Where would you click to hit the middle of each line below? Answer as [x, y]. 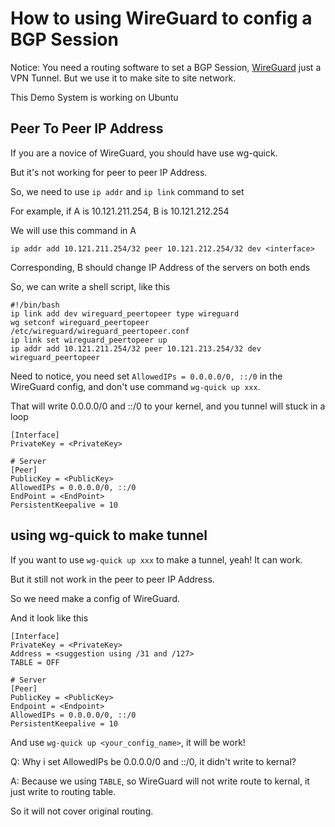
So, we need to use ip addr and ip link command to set [127, 191]
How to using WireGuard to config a [161, 18]
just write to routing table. [63, 791]
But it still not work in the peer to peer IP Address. [112, 579]
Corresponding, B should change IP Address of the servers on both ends [160, 267]
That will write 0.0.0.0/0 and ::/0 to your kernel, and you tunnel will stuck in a [168, 406]
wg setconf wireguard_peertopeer [80, 322]
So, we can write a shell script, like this [90, 286]
